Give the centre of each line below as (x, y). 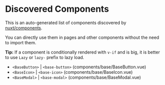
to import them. (21, 42)
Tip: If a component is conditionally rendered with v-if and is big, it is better (82, 52)
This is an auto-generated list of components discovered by (66, 23)
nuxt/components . (24, 28)
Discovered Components (57, 9)
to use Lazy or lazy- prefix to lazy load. (45, 57)
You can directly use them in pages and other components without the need (82, 37)
